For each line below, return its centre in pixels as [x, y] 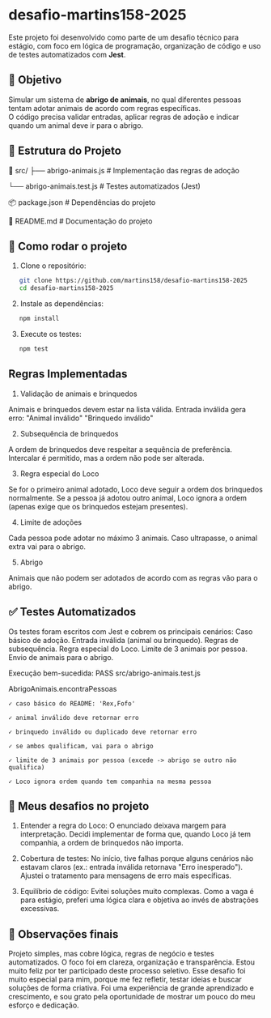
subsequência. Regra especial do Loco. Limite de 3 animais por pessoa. [128, 649]
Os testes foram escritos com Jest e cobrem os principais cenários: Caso [131, 631]
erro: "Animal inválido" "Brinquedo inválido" [81, 418]
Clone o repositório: [53, 266]
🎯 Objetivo [35, 80]
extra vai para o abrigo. [47, 546]
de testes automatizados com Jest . [67, 54]
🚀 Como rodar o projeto [68, 246]
